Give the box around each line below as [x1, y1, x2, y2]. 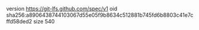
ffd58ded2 [6, 18, 32, 25]
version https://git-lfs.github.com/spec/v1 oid [6, 5, 118, 12]
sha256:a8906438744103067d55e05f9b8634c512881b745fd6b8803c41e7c [6, 11, 194, 19]
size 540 [33, 18, 55, 25]
